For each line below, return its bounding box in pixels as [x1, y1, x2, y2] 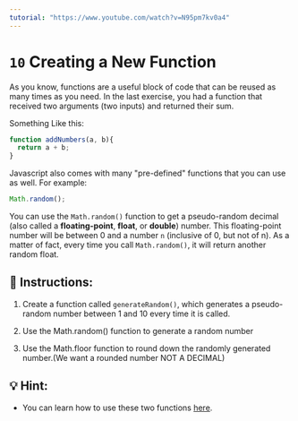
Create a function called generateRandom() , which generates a [21, 298, 251, 309]
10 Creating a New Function [9, 51, 217, 72]
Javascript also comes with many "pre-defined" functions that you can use [9, 168, 286, 179]
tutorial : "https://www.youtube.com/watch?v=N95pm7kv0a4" [9, 13, 230, 22]
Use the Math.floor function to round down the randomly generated [21, 342, 271, 354]
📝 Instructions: [9, 275, 94, 290]
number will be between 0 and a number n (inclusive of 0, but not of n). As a [9, 230, 290, 241]
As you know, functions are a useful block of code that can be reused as [9, 82, 277, 92]
